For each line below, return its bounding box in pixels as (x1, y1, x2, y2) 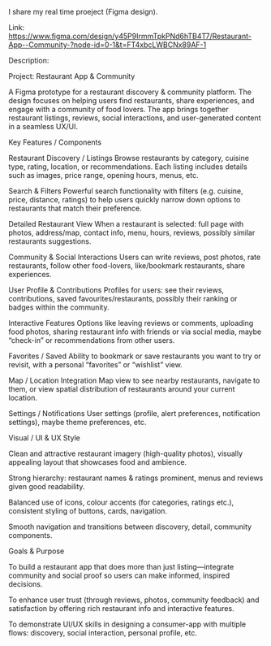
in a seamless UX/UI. (8, 122, 79, 131)
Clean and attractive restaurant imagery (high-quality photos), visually (8, 449, 243, 458)
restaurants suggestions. (8, 236, 92, 246)
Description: (8, 56, 49, 65)
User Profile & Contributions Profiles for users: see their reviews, (8, 285, 225, 295)
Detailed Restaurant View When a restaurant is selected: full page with (8, 219, 244, 228)
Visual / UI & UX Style (8, 433, 81, 442)
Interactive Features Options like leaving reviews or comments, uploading (8, 319, 254, 327)
